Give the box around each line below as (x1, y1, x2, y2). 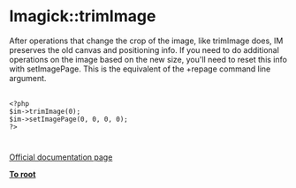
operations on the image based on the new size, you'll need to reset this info (9, 54, 287, 64)
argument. (9, 72, 47, 83)
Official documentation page (9, 152, 113, 162)
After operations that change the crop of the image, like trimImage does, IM (9, 35, 284, 46)
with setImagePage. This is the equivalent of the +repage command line (9, 64, 271, 74)
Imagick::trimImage (9, 6, 156, 26)
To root (9, 169, 36, 180)
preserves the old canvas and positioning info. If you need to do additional (9, 44, 280, 55)
